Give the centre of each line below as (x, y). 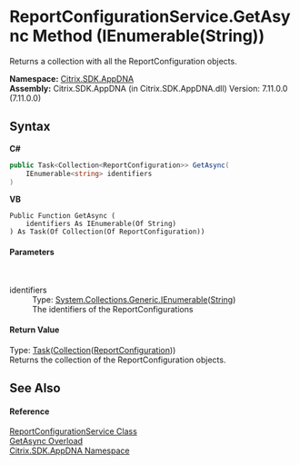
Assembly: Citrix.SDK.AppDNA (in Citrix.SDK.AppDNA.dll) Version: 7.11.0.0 (149, 88)
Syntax (30, 127)
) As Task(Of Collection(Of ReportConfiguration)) (107, 232)
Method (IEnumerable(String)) (149, 36)
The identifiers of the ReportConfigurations (113, 309)
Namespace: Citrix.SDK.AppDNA (72, 78)
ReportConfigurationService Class (74, 431)
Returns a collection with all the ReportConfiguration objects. (124, 61)
